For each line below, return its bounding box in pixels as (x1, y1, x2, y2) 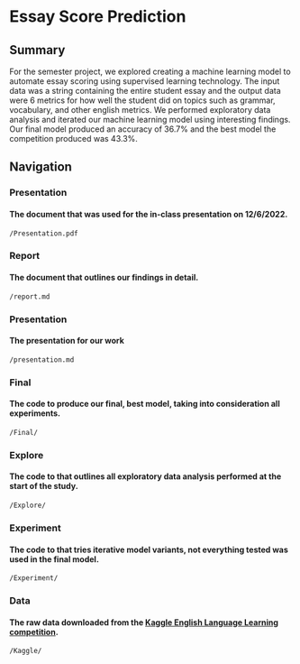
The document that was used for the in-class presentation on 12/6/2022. (9, 208, 288, 219)
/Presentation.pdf (9, 228, 78, 238)
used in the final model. (9, 553, 99, 565)
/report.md (9, 291, 50, 301)
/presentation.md (9, 355, 75, 364)
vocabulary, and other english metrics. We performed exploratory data (9, 105, 271, 115)
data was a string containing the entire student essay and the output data (9, 86, 281, 96)
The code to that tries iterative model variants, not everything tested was (9, 544, 288, 555)
